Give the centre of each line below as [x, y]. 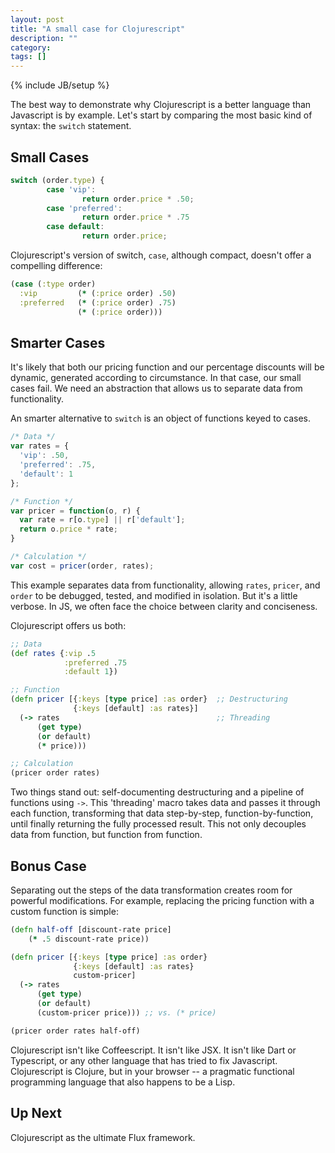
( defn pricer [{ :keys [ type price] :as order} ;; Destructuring [149, 699]
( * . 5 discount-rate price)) [89, 939]
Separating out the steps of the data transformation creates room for [151, 890]
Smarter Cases [58, 342]
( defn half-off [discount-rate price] [91, 929]
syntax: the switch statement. [71, 126]
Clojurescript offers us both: [68, 625]
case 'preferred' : [84, 208]
